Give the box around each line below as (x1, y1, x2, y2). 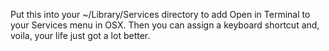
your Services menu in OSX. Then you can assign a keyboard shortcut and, (10, 19, 320, 31)
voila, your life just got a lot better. (10, 30, 151, 41)
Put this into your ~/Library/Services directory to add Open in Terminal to (10, 9, 311, 20)
